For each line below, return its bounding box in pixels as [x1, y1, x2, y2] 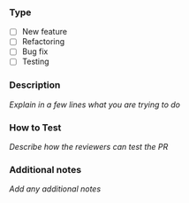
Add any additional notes [9, 183, 102, 194]
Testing [21, 56, 50, 67]
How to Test [9, 121, 62, 134]
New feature [21, 27, 68, 37]
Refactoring [21, 36, 65, 47]
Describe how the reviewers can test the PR [9, 142, 169, 152]
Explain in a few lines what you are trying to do [9, 99, 181, 110]
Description [9, 79, 61, 91]
